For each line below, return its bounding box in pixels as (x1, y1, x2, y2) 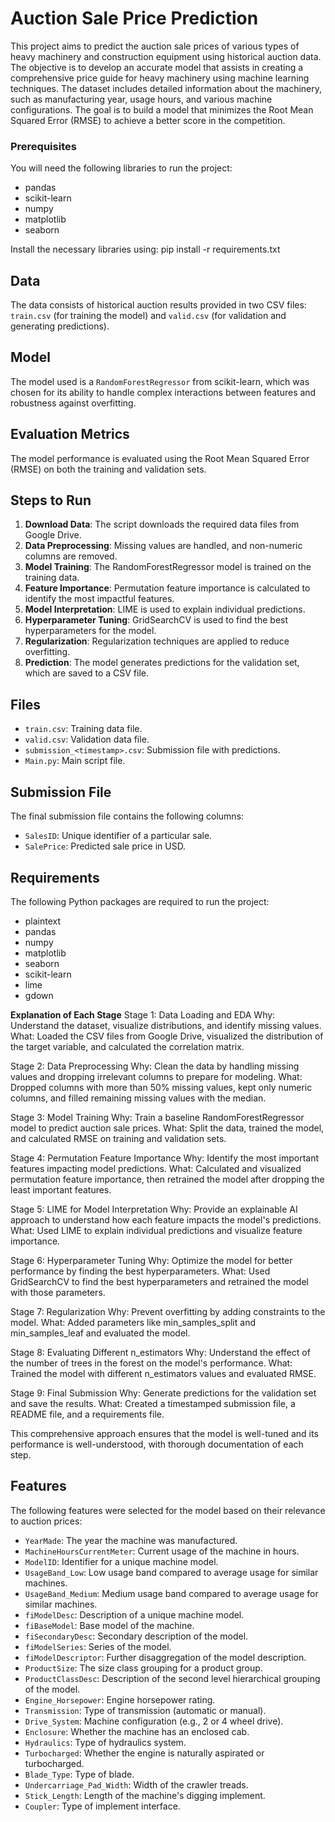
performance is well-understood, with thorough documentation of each (10, 1438, 304, 1450)
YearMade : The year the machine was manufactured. (24, 1534, 238, 1546)
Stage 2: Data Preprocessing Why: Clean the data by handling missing (10, 1060, 300, 1072)
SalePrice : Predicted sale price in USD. (24, 840, 187, 852)
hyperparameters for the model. (24, 625, 157, 637)
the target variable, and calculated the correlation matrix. (10, 1040, 245, 1052)
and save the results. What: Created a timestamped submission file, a (10, 1397, 296, 1409)
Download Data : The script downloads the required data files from (24, 518, 300, 531)
